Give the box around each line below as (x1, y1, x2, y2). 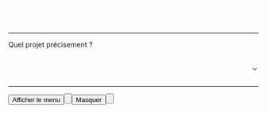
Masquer (75, 96, 102, 104)
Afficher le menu (12, 96, 61, 104)
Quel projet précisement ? (8, 40, 93, 50)
